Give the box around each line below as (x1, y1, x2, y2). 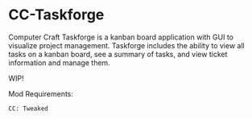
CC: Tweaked (8, 105, 48, 113)
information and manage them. (8, 58, 110, 68)
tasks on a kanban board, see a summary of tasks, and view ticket (8, 49, 228, 59)
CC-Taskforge (8, 6, 105, 24)
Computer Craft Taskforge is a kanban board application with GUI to (8, 32, 233, 42)
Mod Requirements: (8, 88, 74, 98)
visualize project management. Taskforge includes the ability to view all (8, 40, 245, 50)
